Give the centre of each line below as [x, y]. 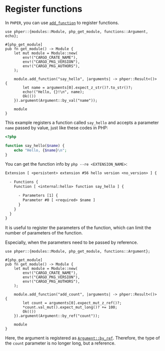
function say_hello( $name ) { [35, 146]
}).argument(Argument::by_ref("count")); [57, 316]
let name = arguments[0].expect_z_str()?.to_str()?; [78, 88]
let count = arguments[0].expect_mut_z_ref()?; [72, 303]
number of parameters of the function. [44, 233]
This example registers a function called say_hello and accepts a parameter [82, 122]
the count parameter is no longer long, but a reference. [60, 343]
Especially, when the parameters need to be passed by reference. [72, 242]
